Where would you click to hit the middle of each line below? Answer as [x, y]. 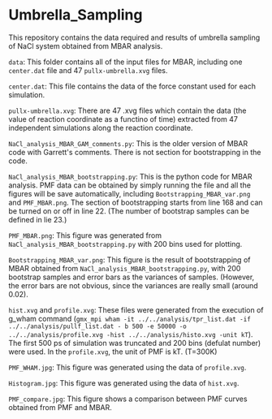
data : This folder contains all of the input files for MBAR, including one [125, 62]
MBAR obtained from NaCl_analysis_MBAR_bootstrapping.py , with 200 [125, 268]
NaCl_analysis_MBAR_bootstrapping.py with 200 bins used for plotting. [125, 244]
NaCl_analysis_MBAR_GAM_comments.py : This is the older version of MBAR [128, 143]
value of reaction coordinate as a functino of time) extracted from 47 [123, 119]
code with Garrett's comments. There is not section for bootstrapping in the [135, 152]
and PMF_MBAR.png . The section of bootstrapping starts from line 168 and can [136, 202]
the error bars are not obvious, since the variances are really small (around [133, 285]
